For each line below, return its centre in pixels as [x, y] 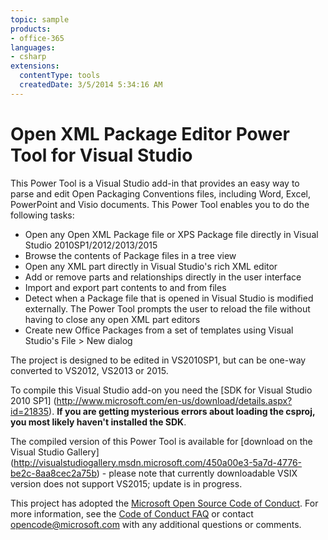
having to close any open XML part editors [112, 319]
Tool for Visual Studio [101, 155]
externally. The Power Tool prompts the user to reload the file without [167, 308]
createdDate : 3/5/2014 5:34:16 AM [91, 85]
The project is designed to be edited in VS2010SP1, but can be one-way [158, 360]
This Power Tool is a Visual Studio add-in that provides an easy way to [155, 183]
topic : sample [40, 19]
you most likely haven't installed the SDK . [98, 422]
